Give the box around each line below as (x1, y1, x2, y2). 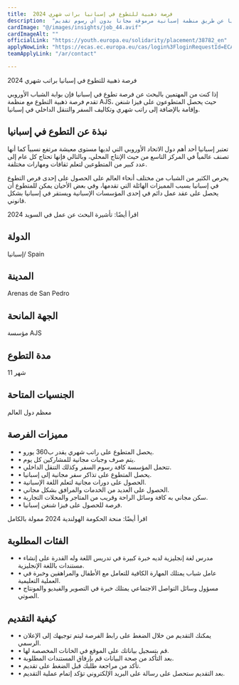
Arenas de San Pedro (7, 289, 70, 298)
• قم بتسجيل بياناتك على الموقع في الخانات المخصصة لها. (17, 647, 169, 655)
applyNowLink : (7, 43, 50, 51)
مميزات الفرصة (7, 428, 68, 441)
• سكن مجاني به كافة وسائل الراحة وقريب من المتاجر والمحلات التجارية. (17, 493, 208, 501)
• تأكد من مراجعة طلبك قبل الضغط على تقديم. (17, 661, 141, 670)
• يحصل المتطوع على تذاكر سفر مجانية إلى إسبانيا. (17, 470, 152, 478)
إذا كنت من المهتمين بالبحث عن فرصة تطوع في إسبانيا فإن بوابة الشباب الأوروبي (7, 90, 218, 98)
